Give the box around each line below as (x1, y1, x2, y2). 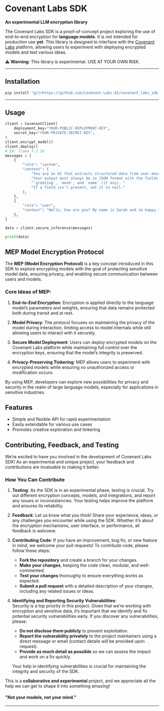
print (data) (5, 234, 29, 239)
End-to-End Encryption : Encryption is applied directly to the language (12, 300, 154, 305)
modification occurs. (12, 369, 54, 375)
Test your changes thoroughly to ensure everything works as (19, 573, 143, 579)
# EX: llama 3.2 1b (5, 148, 45, 154)
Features (5, 403, 33, 411)
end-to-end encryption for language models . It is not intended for (5, 34, 138, 40)
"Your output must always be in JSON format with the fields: (31, 176, 161, 181)
